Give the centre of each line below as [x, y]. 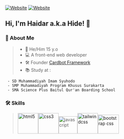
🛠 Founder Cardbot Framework [58, 62]
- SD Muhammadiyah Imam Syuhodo [41, 81]
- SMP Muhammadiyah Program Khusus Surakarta [56, 85]
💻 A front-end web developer [56, 55]
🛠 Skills [15, 103]
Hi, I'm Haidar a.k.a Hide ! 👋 [48, 24]
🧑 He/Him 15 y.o [41, 49]
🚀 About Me [20, 38]
